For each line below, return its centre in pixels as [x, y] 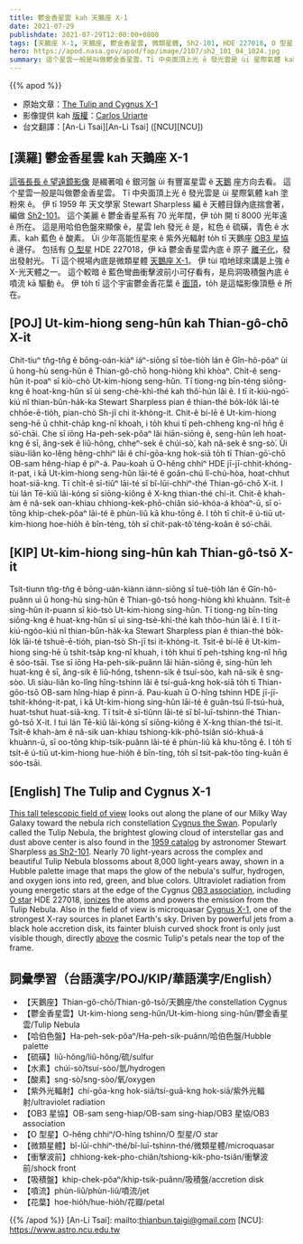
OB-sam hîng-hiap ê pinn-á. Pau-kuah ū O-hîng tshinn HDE [151, 693]
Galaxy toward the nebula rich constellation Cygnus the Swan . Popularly [143, 823]
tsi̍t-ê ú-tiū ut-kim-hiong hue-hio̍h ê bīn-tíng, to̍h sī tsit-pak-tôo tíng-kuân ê [149, 753]
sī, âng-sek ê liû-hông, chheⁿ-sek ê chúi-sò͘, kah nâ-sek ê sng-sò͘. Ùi [160, 443]
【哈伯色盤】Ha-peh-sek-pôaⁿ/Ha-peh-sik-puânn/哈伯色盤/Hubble [147, 1036]
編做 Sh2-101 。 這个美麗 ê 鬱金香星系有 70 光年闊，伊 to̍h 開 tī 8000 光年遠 [148, 215]
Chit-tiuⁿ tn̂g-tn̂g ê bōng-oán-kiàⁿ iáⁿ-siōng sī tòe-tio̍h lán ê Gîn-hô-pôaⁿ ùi [149, 360]
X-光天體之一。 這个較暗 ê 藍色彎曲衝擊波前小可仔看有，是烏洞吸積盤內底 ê [149, 271]
